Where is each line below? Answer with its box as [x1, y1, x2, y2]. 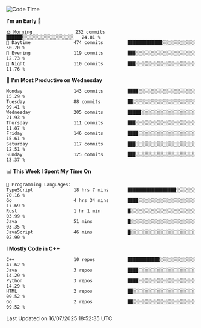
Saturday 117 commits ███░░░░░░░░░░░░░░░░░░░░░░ [6, 141, 196, 147]
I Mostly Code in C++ [6, 245, 60, 252]
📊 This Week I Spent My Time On [6, 168, 91, 175]
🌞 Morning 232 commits [6, 29, 105, 35]
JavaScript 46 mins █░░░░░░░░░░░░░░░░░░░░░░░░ [6, 229, 196, 235]
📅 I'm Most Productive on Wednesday [6, 77, 102, 84]
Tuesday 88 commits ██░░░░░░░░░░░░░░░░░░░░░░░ [6, 99, 196, 105]
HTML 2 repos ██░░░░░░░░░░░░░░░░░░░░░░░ [6, 288, 196, 294]
